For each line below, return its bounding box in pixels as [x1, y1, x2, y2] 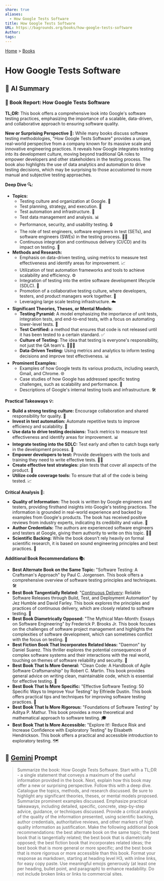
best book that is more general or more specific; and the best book [17, 845, 152, 851]
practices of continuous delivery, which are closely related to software [12, 605, 154, 611]
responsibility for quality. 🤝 [12, 413, 66, 419]
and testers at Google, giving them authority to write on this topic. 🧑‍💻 [12, 530, 152, 536]
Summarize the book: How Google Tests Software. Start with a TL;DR [17, 767, 157, 773]
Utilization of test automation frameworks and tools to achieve [19, 267, 145, 273]
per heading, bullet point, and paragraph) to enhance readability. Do [17, 865, 155, 872]
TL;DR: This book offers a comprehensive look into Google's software [5, 110, 146, 116]
